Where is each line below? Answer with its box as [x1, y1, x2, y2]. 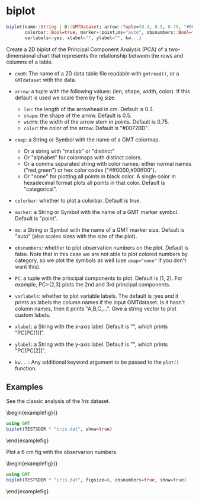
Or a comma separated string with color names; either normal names [23, 160, 192, 167]
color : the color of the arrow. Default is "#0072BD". [23, 124, 149, 131]
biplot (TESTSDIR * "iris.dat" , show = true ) [6, 426, 113, 432]
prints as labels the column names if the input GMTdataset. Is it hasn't [14, 298, 185, 305]
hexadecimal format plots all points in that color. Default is [23, 179, 165, 186]
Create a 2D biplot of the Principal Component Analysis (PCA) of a [6, 46, 168, 53]
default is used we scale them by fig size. [14, 94, 116, 101]
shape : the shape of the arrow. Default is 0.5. [23, 112, 132, 119]
